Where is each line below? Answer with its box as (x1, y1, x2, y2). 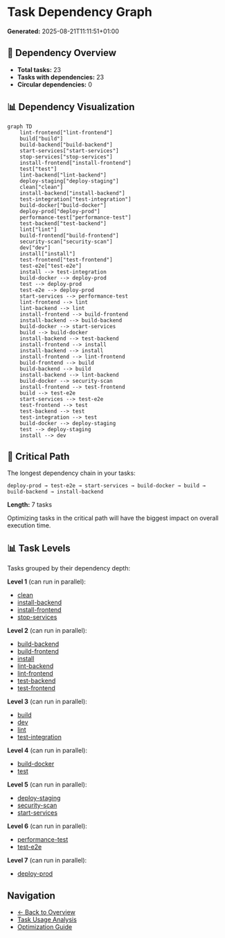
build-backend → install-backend (7, 489, 104, 496)
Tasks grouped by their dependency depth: (7, 564, 131, 572)
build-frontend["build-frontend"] (19, 232, 119, 239)
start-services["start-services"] (19, 147, 119, 154)
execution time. (7, 521, 51, 530)
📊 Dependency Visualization (7, 101, 135, 113)
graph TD (7, 123, 33, 130)
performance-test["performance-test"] (19, 214, 132, 221)
